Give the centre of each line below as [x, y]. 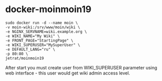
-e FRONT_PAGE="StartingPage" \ [39, 40]
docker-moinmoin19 [48, 9]
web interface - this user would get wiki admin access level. [68, 73]
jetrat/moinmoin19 [25, 58]
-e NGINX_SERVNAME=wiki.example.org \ [46, 31]
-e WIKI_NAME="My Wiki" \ [32, 36]
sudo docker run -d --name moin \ [42, 23]
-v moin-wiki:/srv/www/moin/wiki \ [43, 27]
